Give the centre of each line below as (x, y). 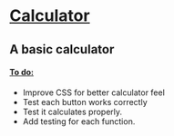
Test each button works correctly (85, 102)
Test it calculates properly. (72, 112)
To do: (22, 73)
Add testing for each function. (79, 121)
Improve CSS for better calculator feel (94, 92)
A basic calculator (62, 49)
